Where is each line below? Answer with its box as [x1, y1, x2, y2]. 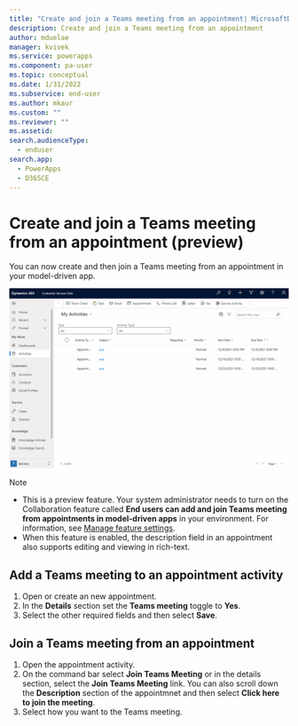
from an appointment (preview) [9, 232, 244, 252]
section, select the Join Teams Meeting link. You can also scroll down [21, 678, 278, 689]
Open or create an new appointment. [21, 591, 157, 602]
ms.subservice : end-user [9, 89, 101, 98]
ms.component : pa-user [9, 61, 93, 70]
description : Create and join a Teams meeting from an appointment [9, 23, 264, 33]
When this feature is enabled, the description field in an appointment [21, 532, 273, 543]
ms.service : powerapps [9, 52, 93, 61]
